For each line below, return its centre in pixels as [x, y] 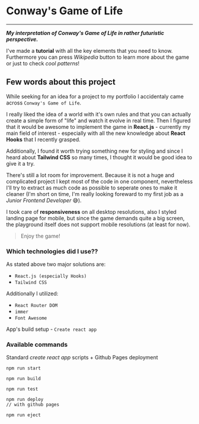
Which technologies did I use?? [52, 251]
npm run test [22, 389]
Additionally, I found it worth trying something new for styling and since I [95, 151]
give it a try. [20, 163]
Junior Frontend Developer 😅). [44, 200]
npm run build [24, 379]
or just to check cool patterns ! [43, 63]
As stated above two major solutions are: [56, 264]
